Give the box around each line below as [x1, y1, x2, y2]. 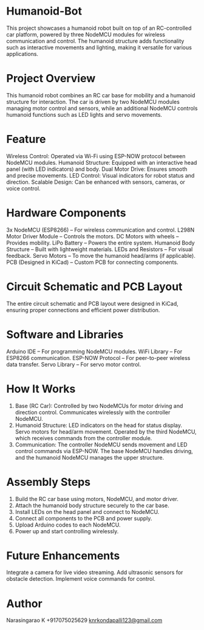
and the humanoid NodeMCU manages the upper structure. [15, 454, 165, 461]
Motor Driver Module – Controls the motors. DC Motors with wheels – [6, 232, 179, 240]
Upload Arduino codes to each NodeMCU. [15, 521, 121, 528]
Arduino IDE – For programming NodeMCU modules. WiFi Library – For [6, 348, 183, 355]
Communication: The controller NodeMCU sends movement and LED [15, 441, 188, 448]
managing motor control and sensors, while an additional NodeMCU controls [6, 105, 198, 112]
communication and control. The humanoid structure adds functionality [6, 37, 185, 44]
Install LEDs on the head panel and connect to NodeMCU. [15, 508, 160, 515]
